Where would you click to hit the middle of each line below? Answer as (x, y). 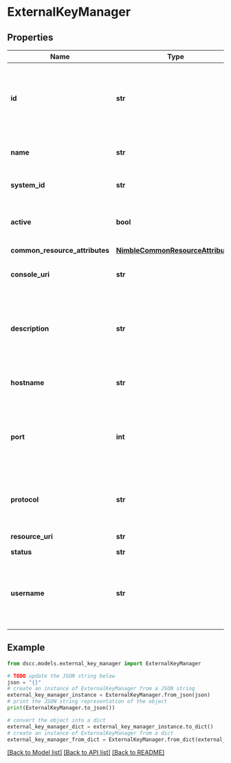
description (30, 329)
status (21, 552)
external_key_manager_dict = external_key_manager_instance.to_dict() (110, 727)
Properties (30, 37)
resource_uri (32, 537)
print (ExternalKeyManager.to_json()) (61, 708)
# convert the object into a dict (57, 720)
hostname (27, 383)
